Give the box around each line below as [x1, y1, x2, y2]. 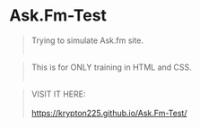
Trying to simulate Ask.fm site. [30, 35, 144, 46]
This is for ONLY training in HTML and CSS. [30, 62, 193, 72]
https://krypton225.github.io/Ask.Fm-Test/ [30, 107, 187, 118]
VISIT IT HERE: [30, 89, 86, 99]
